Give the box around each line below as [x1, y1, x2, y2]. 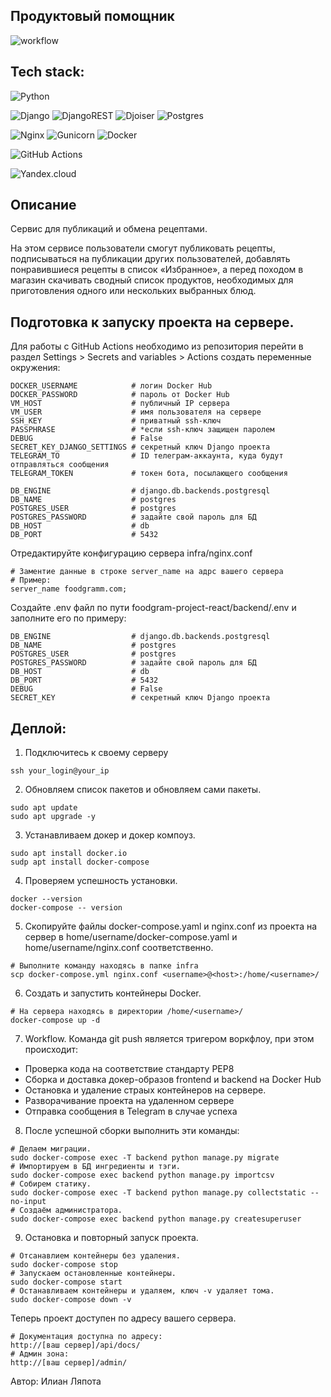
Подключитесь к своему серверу [24, 747, 169, 759]
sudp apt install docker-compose [10, 857, 150, 868]
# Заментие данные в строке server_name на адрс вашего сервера [10, 567, 284, 577]
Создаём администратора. [19, 1205, 123, 1216]
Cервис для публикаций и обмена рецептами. [10, 223, 208, 235]
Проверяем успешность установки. [24, 875, 178, 887]
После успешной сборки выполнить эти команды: [24, 1125, 240, 1137]
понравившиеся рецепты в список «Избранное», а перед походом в [10, 264, 304, 276]
